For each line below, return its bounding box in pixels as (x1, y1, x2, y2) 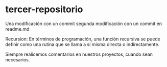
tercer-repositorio (5, 4, 83, 15)
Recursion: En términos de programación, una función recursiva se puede (5, 36, 161, 42)
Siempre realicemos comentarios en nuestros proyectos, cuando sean (5, 51, 153, 57)
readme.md (5, 26, 30, 32)
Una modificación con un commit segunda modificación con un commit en (5, 20, 162, 27)
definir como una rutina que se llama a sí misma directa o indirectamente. (5, 41, 160, 47)
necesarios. (5, 56, 30, 62)
